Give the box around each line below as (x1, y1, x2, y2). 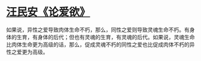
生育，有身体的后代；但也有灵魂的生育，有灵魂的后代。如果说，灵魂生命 (16, 33, 195, 40)
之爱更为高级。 (11, 48, 48, 55)
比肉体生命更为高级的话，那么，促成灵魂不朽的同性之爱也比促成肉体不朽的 (6, 41, 190, 48)
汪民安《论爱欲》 (6, 5, 91, 19)
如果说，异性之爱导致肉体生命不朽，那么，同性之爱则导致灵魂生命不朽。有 (6, 26, 190, 33)
